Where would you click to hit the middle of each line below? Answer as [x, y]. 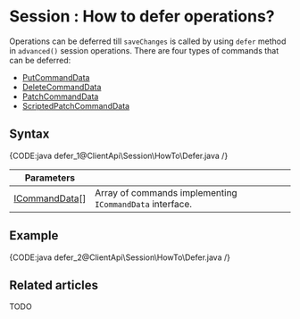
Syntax [29, 134]
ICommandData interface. [144, 204]
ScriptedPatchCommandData [76, 105]
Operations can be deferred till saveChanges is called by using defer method [148, 41]
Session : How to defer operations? [142, 17]
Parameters [50, 178]
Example [34, 235]
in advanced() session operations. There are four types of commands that [144, 50]
